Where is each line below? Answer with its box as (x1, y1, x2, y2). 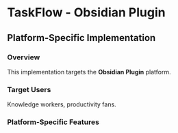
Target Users (7, 85, 51, 94)
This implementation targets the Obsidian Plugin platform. (7, 68, 171, 76)
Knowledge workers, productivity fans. (7, 100, 116, 108)
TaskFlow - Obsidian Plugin (7, 5, 166, 20)
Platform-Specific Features (7, 117, 99, 127)
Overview (7, 53, 40, 62)
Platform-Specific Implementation (7, 32, 156, 44)
